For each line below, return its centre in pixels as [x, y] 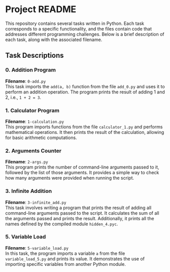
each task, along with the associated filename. [54, 40]
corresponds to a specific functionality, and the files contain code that [79, 28]
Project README [41, 9]
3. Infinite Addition [29, 191]
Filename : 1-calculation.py [35, 121]
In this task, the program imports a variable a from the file [65, 253]
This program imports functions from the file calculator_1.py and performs [84, 127]
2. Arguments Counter [33, 151]
